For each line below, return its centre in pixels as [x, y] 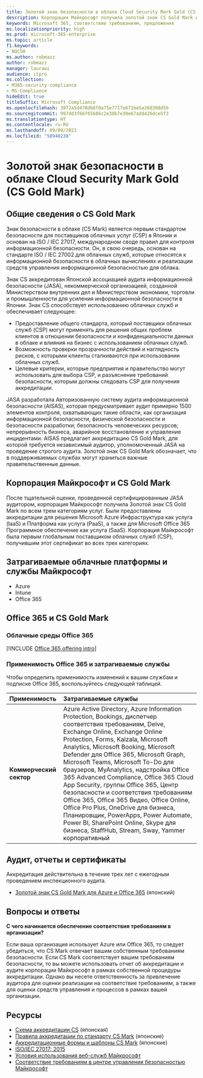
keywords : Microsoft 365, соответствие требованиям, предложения [90, 23]
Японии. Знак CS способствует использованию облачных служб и [92, 305]
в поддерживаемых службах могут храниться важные [77, 457]
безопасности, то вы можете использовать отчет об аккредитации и [95, 964]
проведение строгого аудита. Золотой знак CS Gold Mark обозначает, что [101, 451]
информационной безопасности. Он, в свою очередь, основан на [91, 248]
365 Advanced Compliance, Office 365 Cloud [128, 778]
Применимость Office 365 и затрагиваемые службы [88, 664]
